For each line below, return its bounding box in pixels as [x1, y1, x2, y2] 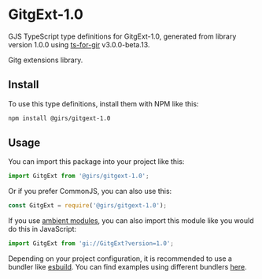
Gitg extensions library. [8, 55, 83, 65]
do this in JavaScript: [8, 225, 77, 234]
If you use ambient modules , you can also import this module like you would [8, 216, 254, 225]
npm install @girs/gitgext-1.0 [8, 114, 111, 122]
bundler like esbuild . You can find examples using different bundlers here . [8, 262, 248, 272]
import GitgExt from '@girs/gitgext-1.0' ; [8, 172, 149, 180]
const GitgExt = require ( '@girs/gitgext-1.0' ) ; [8, 202, 168, 210]
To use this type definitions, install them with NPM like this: [8, 99, 199, 108]
